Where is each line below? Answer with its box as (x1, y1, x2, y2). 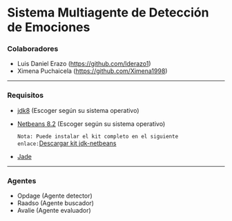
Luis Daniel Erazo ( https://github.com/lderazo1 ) (17, 60, 151, 68)
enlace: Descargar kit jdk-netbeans (17, 139, 117, 147)
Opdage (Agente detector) (17, 191, 93, 200)
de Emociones (7, 19, 90, 35)
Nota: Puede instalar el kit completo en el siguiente (17, 133, 179, 140)
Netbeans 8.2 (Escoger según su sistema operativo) (17, 119, 166, 128)
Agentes (7, 176, 37, 185)
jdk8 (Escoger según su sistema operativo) (17, 106, 139, 114)
